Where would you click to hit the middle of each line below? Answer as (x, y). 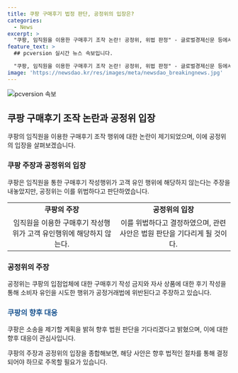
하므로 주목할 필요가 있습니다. (67, 362)
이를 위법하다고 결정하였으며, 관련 (173, 222)
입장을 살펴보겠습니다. (45, 145)
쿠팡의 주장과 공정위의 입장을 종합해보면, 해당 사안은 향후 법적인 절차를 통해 (111, 353)
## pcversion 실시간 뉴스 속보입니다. (63, 54)
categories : (25, 21)
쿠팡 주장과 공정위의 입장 (47, 166)
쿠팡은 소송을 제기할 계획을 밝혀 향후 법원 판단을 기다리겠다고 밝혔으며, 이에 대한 (118, 329)
